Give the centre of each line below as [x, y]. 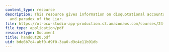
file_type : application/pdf [35, 28]
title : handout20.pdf [28, 38]
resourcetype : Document [30, 33]
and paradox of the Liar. [37, 19]
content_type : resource [30, 10]
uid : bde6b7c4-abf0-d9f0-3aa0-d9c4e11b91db [52, 42]
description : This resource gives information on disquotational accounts [85, 14]
